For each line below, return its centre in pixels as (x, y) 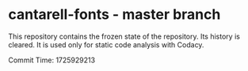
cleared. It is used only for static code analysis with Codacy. (106, 44)
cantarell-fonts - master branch (114, 15)
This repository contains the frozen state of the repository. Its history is (124, 36)
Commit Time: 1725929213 (52, 60)
